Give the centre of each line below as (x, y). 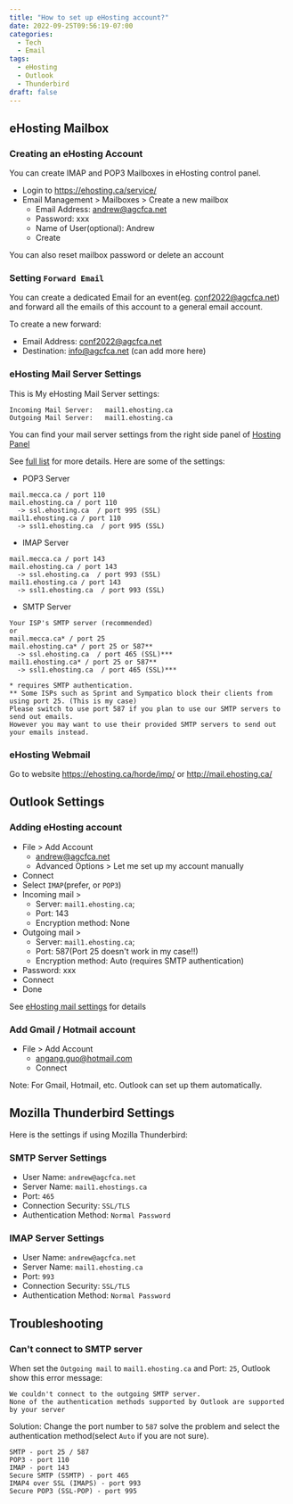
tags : (19, 59)
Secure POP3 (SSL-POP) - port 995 (73, 1492)
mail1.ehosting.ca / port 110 (65, 518)
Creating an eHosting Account (76, 153)
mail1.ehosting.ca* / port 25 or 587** (83, 662)
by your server (37, 1410)
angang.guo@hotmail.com (84, 1059)
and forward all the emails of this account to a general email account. (136, 307)
